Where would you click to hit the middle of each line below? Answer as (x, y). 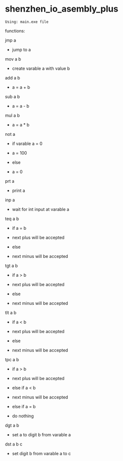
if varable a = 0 (27, 143)
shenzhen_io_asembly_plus (62, 9)
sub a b (13, 96)
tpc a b (12, 359)
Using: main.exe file (27, 22)
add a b (13, 78)
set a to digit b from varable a (41, 434)
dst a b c (14, 444)
